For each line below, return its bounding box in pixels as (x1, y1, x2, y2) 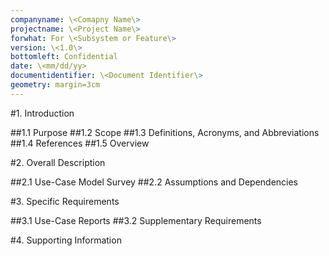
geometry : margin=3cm (10, 80, 101, 90)
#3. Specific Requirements (10, 195, 120, 207)
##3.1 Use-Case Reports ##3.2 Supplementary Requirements (10, 214, 262, 226)
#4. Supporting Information (10, 234, 122, 246)
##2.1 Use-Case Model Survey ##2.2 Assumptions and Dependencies (10, 176, 299, 188)
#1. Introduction (10, 107, 75, 119)
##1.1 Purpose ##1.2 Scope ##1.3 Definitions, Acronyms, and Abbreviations (10, 126, 320, 138)
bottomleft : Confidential (10, 52, 118, 62)
